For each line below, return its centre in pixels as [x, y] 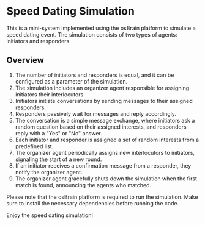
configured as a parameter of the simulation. [71, 81]
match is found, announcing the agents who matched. [83, 185]
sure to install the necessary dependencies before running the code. [93, 203]
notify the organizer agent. [49, 172]
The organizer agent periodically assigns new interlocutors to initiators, [105, 152]
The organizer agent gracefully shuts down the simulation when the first [106, 179]
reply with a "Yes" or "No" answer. [58, 133]
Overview [25, 60]
